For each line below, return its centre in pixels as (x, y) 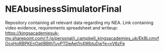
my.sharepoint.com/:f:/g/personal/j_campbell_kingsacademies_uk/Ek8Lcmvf (82, 38)
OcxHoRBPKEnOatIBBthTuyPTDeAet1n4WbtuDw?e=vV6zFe (65, 43)
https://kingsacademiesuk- (32, 33)
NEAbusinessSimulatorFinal (63, 9)
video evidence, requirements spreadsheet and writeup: (62, 27)
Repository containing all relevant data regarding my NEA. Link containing (79, 23)
